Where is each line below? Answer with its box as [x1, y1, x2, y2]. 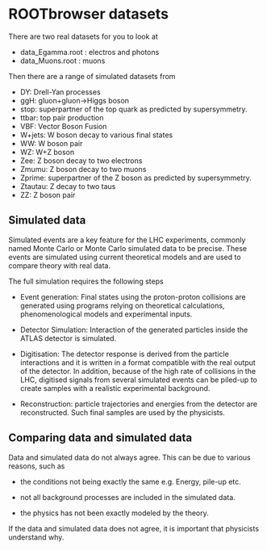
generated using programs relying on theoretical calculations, [19, 300, 225, 310]
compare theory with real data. [8, 260, 111, 271]
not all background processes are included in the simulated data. [19, 492, 236, 502]
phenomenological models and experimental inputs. [19, 309, 193, 319]
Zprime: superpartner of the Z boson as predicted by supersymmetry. [19, 173, 252, 183]
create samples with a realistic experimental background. [19, 383, 211, 393]
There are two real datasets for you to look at [8, 31, 159, 41]
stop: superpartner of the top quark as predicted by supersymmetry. [19, 104, 248, 114]
